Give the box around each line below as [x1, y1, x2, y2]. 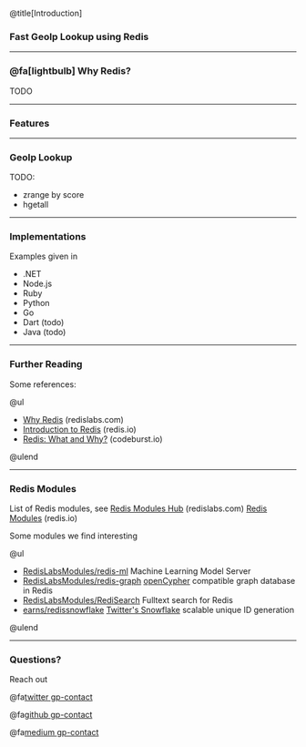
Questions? [9, 653, 62, 666]
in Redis [22, 585, 53, 596]
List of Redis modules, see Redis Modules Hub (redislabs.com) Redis [9, 503, 268, 514]
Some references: [9, 378, 76, 390]
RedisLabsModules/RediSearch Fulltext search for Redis [22, 595, 234, 606]
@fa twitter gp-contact [9, 691, 93, 702]
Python [22, 298, 50, 309]
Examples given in [9, 251, 78, 262]
